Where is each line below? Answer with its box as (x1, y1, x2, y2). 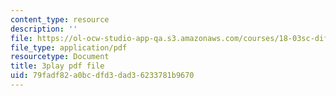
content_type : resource (10, 14, 110, 25)
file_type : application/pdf (10, 42, 128, 53)
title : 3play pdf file (10, 61, 105, 71)
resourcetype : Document (10, 52, 110, 62)
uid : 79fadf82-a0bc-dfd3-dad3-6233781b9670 (10, 71, 195, 81)
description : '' (10, 24, 78, 34)
